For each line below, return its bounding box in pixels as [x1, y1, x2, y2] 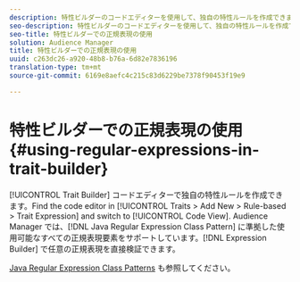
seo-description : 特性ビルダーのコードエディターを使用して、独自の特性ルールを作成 [9, 21, 289, 30]
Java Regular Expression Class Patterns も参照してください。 [9, 262, 236, 273]
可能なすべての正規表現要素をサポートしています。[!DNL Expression [16, 232, 267, 243]
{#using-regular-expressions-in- [9, 139, 260, 160]
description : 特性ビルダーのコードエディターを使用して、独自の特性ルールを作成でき [9, 12, 287, 22]
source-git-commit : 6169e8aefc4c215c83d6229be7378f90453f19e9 [9, 71, 246, 80]
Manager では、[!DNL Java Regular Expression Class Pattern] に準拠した [9, 220, 278, 232]
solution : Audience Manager [9, 37, 114, 47]
